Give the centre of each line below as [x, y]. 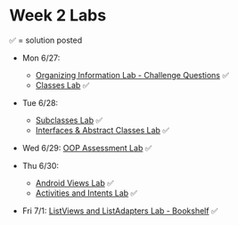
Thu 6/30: [41, 165]
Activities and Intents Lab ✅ [86, 193]
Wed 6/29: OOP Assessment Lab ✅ [87, 148]
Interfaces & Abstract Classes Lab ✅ [102, 130]
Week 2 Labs [58, 16]
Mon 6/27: [41, 58]
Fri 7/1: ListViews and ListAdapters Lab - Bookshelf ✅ [120, 211]
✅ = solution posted [46, 40]
